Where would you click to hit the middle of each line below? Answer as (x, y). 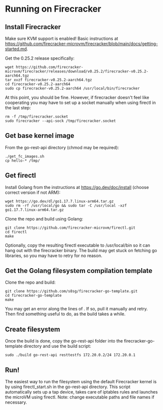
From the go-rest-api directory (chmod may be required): (62, 147)
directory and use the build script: (57, 346)
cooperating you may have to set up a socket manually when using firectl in (81, 102)
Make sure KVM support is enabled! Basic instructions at (62, 38)
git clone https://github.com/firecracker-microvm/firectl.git (70, 228)
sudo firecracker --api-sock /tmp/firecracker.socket (61, 121)
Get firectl (21, 176)
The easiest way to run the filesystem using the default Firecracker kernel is (81, 382)
